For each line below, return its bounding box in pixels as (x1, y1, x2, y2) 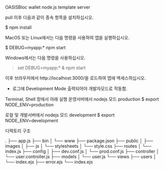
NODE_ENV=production (5, 102, 54, 107)
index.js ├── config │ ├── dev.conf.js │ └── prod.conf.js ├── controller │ (5, 149, 160, 154)
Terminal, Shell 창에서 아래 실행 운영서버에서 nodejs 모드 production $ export (5, 96, 159, 102)
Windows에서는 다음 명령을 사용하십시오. (5, 55, 86, 61)
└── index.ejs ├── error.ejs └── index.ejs (5, 159, 93, 165)
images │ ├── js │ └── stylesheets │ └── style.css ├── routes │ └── (5, 143, 152, 149)
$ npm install (5, 24, 32, 30)
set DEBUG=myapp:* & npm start (17, 65, 86, 71)
